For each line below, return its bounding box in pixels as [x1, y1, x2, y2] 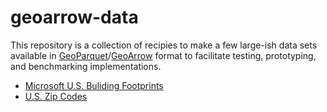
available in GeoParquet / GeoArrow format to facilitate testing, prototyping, [10, 49, 317, 61]
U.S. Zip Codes [24, 90, 88, 102]
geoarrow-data [10, 6, 139, 29]
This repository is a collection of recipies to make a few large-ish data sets [10, 39, 318, 51]
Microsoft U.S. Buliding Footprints [24, 79, 164, 91]
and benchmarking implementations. [10, 60, 162, 72]
